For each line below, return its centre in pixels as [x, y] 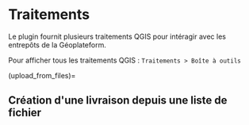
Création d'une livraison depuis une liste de [118, 100]
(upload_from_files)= [42, 75]
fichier [25, 113]
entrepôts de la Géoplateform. [57, 44]
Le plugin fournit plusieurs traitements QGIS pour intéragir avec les [117, 36]
